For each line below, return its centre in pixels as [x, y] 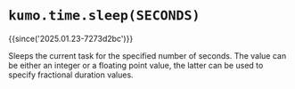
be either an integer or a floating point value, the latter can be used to [136, 65]
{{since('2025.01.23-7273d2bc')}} [71, 38]
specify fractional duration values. [71, 75]
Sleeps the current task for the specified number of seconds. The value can [147, 55]
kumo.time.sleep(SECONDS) [104, 16]
